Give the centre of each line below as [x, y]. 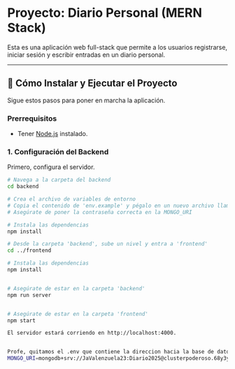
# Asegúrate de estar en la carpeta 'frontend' [78, 314]
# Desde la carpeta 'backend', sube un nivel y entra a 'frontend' [108, 244]
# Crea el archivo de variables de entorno [72, 199]
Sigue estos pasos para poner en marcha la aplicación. [86, 100]
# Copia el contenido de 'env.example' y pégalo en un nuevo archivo [111, 206]
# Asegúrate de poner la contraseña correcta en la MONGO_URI [100, 212]
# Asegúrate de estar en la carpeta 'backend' [76, 288]
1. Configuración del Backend [58, 152]
